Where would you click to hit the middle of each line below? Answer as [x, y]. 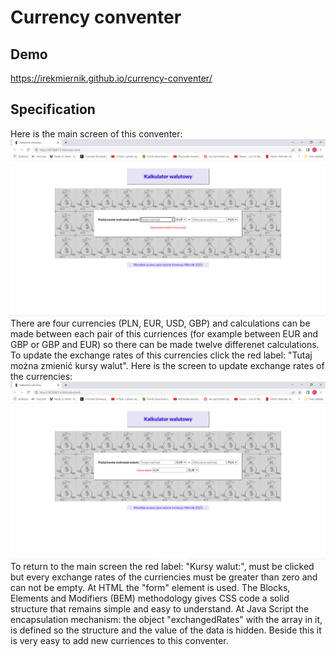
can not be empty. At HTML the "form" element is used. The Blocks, [150, 587]
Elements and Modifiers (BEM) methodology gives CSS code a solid [150, 598]
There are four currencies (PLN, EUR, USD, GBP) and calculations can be [160, 323]
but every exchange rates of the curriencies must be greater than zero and [164, 577]
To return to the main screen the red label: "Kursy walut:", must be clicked [162, 566]
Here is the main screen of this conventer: [96, 133]
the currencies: [41, 377]
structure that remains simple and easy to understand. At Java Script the [160, 608]
